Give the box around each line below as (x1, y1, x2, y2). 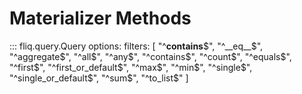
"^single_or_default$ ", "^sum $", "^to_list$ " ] (9, 72, 189, 84)
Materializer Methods (9, 7, 192, 30)
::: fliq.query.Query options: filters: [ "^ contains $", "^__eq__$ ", (9, 40, 264, 52)
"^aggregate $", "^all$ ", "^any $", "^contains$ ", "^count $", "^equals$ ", (9, 50, 292, 62)
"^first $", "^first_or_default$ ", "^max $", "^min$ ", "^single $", (9, 61, 253, 73)
